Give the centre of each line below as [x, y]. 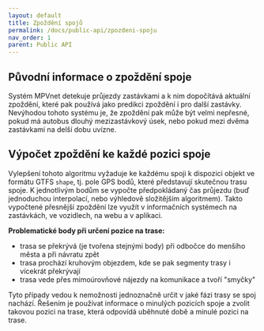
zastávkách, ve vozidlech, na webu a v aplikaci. [85, 215]
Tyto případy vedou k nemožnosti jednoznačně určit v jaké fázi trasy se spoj [132, 295]
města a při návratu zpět [59, 254]
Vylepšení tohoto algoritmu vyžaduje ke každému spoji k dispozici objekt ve [132, 173]
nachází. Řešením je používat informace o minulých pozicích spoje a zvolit [129, 303]
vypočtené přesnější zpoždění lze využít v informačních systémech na [123, 207]
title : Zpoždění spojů [45, 23]
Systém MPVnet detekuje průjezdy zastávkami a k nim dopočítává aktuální [129, 96]
